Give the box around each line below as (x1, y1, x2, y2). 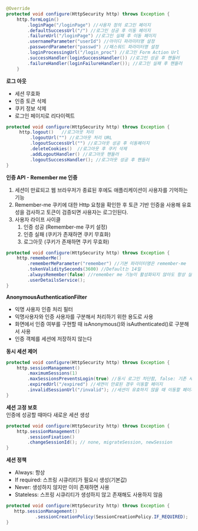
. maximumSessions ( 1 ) (27, 370, 78, 376)
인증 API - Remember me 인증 (6, 174, 78, 181)
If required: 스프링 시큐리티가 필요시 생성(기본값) (14, 476, 127, 484)
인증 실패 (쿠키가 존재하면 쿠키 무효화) (23, 230, 111, 237)
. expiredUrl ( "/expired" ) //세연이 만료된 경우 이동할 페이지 (27, 382, 163, 387)
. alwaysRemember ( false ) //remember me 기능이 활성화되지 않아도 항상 (27, 272, 186, 278)
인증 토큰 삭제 (14, 97, 47, 105)
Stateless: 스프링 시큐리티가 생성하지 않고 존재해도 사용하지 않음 (14, 491, 163, 499)
